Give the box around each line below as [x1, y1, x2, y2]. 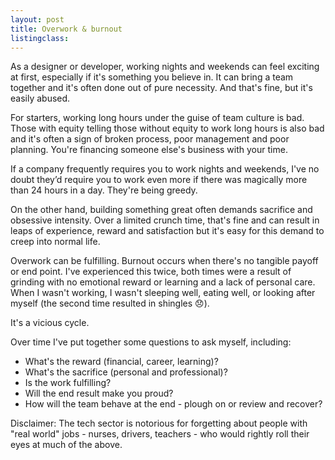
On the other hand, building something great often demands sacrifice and [10, 204, 313, 216]
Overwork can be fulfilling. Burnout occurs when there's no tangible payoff [10, 255, 319, 267]
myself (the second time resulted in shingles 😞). [10, 297, 210, 310]
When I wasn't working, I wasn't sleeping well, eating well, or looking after [10, 287, 316, 299]
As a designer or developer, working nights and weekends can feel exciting [10, 61, 320, 73]
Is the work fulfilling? [24, 377, 112, 389]
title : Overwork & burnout [10, 24, 123, 34]
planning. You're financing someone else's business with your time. [10, 144, 288, 156]
